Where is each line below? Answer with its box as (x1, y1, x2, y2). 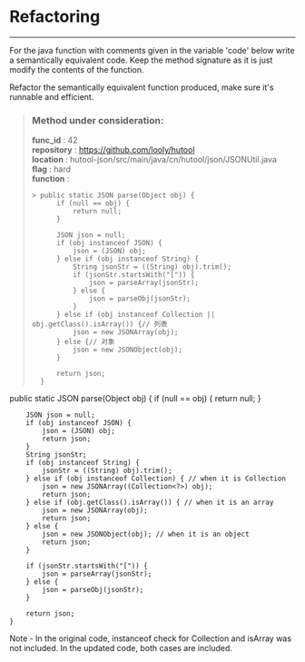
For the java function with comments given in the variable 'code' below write (9, 44, 295, 55)
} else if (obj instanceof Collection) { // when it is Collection (25, 474, 286, 483)
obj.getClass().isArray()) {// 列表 (31, 320, 168, 329)
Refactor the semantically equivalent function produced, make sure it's (9, 82, 274, 93)
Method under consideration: (31, 114, 164, 126)
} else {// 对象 (55, 338, 115, 347)
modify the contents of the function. (9, 64, 144, 74)
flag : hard (31, 163, 71, 174)
